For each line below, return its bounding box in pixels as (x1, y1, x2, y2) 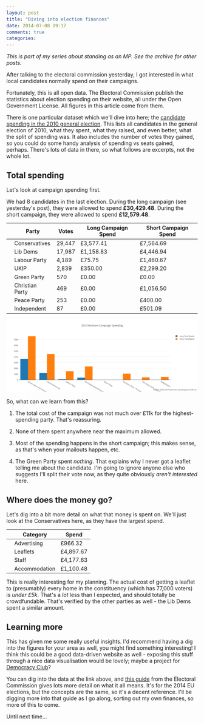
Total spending (6, 170, 64, 180)
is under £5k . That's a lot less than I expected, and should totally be (6, 592, 175, 599)
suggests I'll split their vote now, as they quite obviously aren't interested (15, 471, 198, 478)
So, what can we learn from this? (6, 398, 89, 405)
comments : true (6, 29, 45, 35)
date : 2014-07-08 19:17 (6, 22, 67, 29)
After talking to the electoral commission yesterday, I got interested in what (6, 71, 194, 78)
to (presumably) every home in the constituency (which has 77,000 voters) (6, 585, 193, 592)
